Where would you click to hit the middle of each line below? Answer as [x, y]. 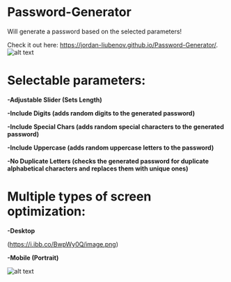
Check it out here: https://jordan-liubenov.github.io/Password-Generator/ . [113, 45]
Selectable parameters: [77, 80]
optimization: [46, 211]
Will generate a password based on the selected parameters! [95, 31]
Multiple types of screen [79, 197]
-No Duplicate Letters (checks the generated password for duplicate [108, 161]
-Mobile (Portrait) [33, 258]
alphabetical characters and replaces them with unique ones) [98, 169]
